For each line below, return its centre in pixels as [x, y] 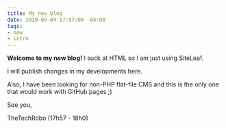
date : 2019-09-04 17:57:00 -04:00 [56, 20]
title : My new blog [35, 13]
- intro [18, 39]
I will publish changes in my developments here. [75, 71]
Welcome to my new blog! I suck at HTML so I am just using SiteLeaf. [105, 58]
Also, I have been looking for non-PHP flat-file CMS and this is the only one [113, 84]
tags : [15, 26]
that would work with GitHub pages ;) [60, 92]
